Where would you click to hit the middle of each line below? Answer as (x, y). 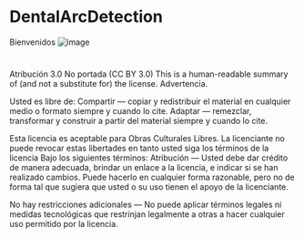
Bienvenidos (33, 42)
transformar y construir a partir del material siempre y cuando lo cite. (139, 121)
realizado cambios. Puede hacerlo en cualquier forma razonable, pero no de (152, 177)
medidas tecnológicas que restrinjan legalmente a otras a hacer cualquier (147, 214)
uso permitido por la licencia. (64, 224)
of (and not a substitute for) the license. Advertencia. (109, 84)
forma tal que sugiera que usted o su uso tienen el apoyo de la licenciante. (149, 187)
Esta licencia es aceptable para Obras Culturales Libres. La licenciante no (147, 139)
